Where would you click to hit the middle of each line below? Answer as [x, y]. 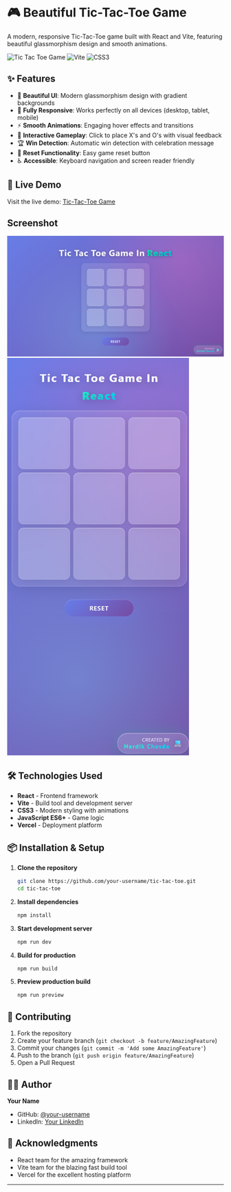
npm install [34, 915]
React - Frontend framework [57, 796]
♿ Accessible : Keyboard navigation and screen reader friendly [106, 160]
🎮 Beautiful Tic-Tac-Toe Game [97, 13]
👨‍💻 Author [30, 1084]
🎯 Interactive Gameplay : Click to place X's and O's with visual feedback [119, 135]
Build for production [46, 955]
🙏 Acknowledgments [53, 1143]
